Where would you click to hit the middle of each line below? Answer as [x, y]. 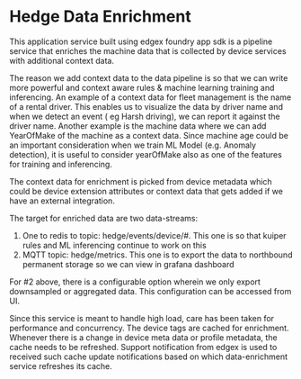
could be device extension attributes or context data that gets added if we [146, 191]
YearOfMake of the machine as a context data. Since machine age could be [149, 135]
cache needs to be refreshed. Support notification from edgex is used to [143, 347]
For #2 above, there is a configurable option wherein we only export [135, 282]
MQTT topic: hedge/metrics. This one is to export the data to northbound [157, 255]
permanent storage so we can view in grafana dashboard [128, 264]
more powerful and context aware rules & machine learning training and [142, 87]
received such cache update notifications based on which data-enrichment [149, 356]
